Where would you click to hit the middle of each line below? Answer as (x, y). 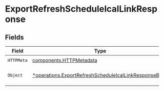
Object (15, 75)
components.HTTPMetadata (65, 60)
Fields (15, 37)
